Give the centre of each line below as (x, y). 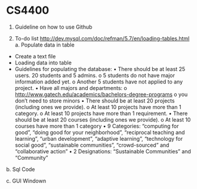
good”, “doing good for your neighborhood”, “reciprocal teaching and (100, 132)
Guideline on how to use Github (53, 27)
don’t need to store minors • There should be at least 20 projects (95, 100)
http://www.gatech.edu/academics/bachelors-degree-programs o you (101, 94)
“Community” (31, 157)
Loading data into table (43, 63)
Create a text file (35, 56)
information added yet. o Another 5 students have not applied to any (99, 82)
